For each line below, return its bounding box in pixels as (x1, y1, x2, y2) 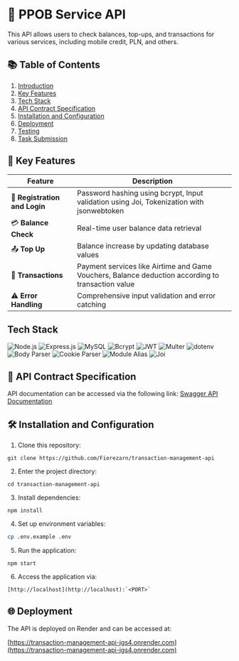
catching (77, 299, 107, 309)
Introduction (17, 81, 54, 90)
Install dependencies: (17, 493, 81, 502)
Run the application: (17, 546, 77, 554)
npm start (7, 559, 37, 567)
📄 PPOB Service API (7, 6, 126, 23)
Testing (17, 127, 41, 135)
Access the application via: (17, 572, 97, 581)
